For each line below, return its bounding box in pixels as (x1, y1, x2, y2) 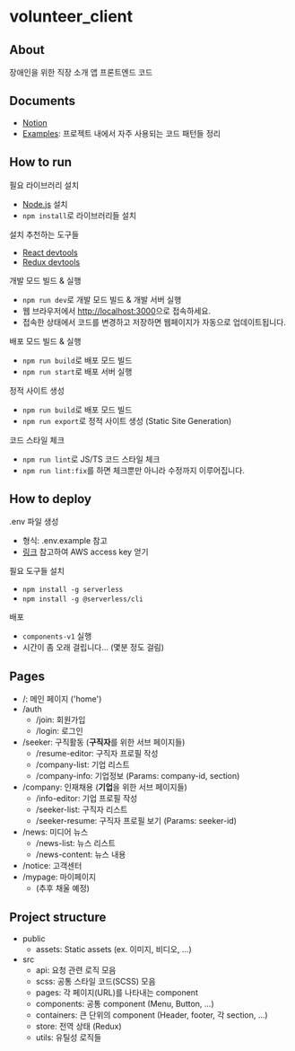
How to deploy (9, 491, 92, 507)
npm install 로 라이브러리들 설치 (22, 209, 137, 221)
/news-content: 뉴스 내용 (35, 849, 126, 860)
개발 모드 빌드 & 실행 (9, 275, 82, 286)
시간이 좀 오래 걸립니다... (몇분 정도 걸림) (22, 642, 164, 653)
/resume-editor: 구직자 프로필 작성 (35, 748, 159, 759)
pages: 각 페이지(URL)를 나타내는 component (35, 987, 199, 998)
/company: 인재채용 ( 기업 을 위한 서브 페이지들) (22, 782, 188, 792)
